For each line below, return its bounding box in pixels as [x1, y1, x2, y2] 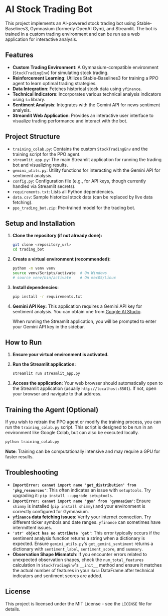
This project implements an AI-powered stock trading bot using [5, 20, 136, 26]
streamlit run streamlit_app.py [12, 371, 80, 376]
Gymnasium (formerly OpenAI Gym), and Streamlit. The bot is [30, 25, 157, 31]
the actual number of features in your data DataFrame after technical [12, 567, 154, 573]
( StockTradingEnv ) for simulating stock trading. [12, 70, 109, 76]
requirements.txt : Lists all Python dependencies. [12, 188, 114, 194]
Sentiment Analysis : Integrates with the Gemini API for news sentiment [12, 102, 160, 108]
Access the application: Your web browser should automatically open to [12, 380, 163, 386]
